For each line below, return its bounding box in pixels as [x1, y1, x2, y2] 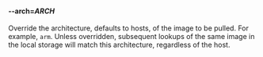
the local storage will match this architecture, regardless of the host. [8, 40, 231, 50]
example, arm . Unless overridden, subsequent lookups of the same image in [8, 32, 255, 41]
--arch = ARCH [8, 6, 55, 16]
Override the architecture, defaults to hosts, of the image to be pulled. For [8, 23, 250, 33]
